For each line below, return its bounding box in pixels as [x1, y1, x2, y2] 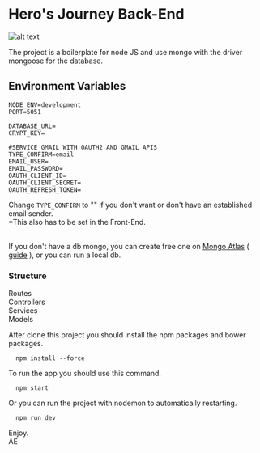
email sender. [8, 208, 53, 218]
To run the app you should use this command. [8, 369, 162, 379]
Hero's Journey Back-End [8, 5, 185, 23]
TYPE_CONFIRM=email [8, 150, 75, 159]
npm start [15, 384, 49, 392]
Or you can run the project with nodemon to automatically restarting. [8, 398, 237, 409]
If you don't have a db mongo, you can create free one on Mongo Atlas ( [8, 241, 249, 251]
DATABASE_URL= [8, 122, 57, 130]
